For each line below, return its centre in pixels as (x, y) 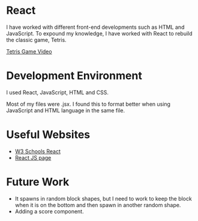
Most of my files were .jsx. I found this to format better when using (88, 104)
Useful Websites (48, 135)
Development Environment (74, 76)
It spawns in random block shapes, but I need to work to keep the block (103, 198)
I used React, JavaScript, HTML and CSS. (58, 92)
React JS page (33, 157)
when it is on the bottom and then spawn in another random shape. (98, 205)
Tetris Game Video (29, 51)
